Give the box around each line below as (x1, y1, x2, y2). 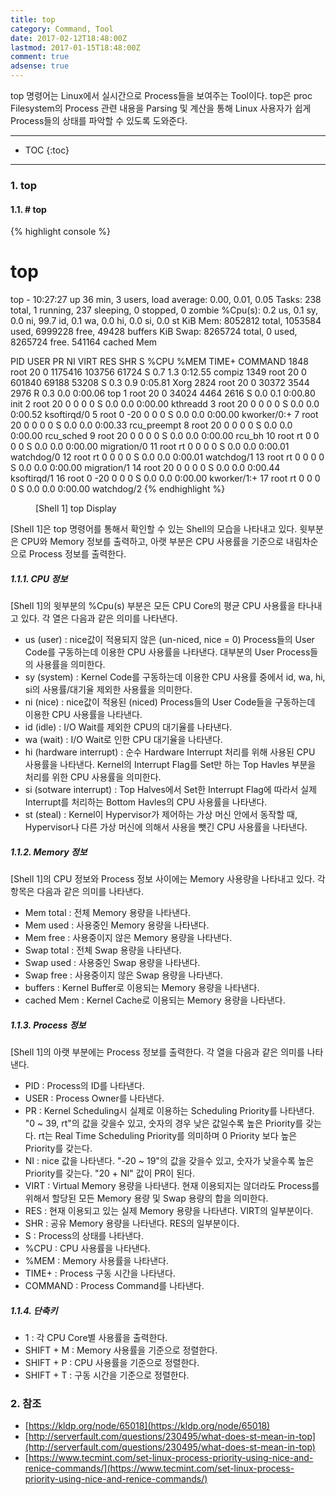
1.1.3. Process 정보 (10, 1019, 87, 1031)
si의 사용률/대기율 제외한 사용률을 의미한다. (24, 684, 193, 696)
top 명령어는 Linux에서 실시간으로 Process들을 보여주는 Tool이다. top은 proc (10, 90, 313, 101)
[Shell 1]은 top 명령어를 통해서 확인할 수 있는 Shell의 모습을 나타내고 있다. (10, 523, 298, 535)
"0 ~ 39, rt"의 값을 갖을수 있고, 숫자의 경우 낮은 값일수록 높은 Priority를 (24, 1117, 304, 1129)
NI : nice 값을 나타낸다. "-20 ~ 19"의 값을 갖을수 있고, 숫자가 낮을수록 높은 (24, 1154, 315, 1166)
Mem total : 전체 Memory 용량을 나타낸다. (24, 907, 192, 918)
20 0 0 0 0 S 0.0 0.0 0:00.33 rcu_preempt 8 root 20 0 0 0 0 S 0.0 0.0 (10, 419, 293, 431)
